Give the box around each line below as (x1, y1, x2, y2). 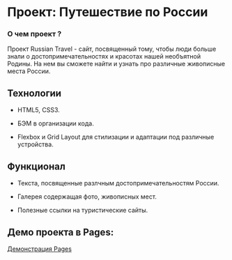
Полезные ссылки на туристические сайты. (17, 206, 148, 215)
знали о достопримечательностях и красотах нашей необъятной (7, 52, 201, 61)
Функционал (7, 160, 66, 172)
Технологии (7, 87, 61, 99)
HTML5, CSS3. (17, 106, 61, 114)
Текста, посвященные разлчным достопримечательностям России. (17, 179, 219, 188)
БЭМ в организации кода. (17, 119, 94, 128)
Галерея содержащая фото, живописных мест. (17, 192, 157, 201)
